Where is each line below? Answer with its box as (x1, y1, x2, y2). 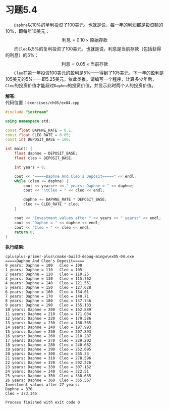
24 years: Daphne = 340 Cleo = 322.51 (5, 369, 89, 374)
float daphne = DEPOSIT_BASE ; (14, 151, 78, 156)
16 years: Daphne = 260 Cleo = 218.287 (5, 334, 92, 339)
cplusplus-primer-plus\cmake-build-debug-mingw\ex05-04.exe (5, 254, 135, 260)
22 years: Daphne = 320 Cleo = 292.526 (5, 360, 92, 366)
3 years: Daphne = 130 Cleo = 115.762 (5, 276, 92, 281)
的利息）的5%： (5, 52, 39, 58)
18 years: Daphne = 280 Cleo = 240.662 (5, 342, 92, 348)
